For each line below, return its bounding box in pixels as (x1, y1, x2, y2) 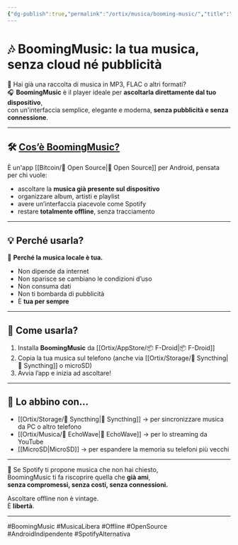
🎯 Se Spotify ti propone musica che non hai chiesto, (7, 465, 159, 473)
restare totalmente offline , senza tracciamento (17, 207, 155, 216)
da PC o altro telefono (17, 422, 82, 431)
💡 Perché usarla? (7, 235, 84, 247)
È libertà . (7, 501, 35, 510)
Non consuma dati (17, 282, 72, 291)
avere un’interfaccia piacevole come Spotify (17, 200, 147, 208)
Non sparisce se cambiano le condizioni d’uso (17, 274, 152, 283)
